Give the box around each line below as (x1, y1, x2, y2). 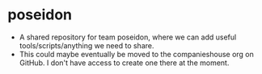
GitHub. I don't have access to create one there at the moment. (19, 58, 230, 68)
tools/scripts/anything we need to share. (19, 40, 154, 50)
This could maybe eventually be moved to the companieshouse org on (19, 49, 254, 59)
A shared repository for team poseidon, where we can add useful (19, 32, 237, 42)
